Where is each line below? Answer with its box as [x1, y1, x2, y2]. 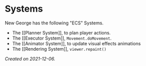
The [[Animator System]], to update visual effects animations [12, 40, 141, 46]
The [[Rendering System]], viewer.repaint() [12, 46, 107, 52]
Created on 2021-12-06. [5, 55, 56, 61]
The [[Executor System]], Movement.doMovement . [12, 35, 112, 41]
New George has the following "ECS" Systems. [5, 20, 103, 26]
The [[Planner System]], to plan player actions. [12, 29, 111, 36]
